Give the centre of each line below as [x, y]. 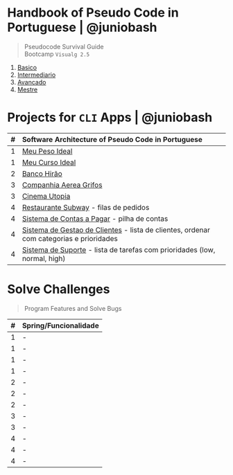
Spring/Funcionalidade [60, 325]
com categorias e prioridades [70, 238]
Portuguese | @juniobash [82, 27]
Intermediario [36, 75]
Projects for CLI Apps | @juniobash [110, 117]
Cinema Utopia [46, 196]
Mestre [27, 89]
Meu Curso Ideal [49, 162]
